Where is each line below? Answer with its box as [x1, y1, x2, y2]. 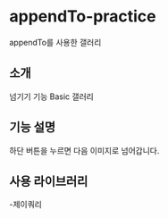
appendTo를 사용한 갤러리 [9, 37, 102, 47]
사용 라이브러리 [9, 173, 88, 189]
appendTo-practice [9, 6, 156, 27]
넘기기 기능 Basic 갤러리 [9, 91, 94, 102]
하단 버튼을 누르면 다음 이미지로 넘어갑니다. [9, 145, 160, 155]
